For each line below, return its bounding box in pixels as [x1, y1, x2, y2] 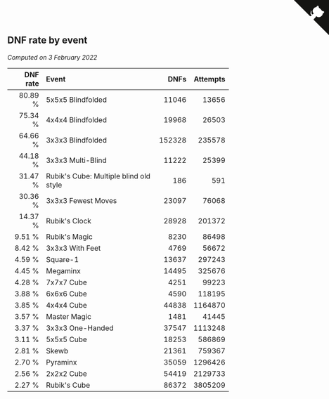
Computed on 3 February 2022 [7, 53, 98, 61]
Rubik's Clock [45, 216, 91, 225]
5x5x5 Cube [45, 334, 88, 344]
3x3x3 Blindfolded [45, 135, 108, 145]
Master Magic [45, 311, 91, 321]
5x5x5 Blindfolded [45, 95, 108, 105]
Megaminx [45, 266, 81, 275]
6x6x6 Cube [45, 289, 88, 299]
